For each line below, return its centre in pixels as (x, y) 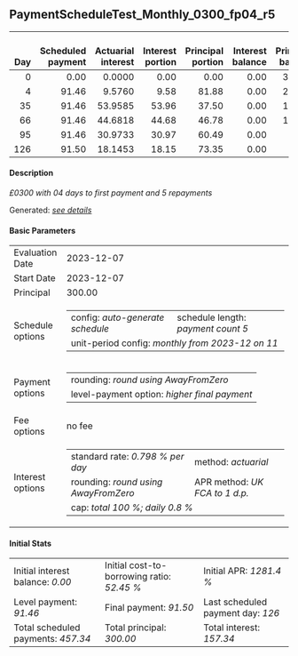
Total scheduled (47, 628)
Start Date (35, 278)
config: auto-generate (118, 317)
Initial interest (42, 571)
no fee (79, 426)
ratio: (160, 577)
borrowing (126, 577)
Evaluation (35, 252)
